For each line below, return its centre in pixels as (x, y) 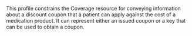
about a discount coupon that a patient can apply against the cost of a (91, 15)
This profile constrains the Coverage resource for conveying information (93, 8)
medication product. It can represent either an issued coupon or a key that (96, 21)
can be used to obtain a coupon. (45, 27)
